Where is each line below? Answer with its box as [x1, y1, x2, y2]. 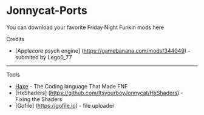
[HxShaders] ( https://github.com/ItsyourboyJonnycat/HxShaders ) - [15, 89, 183, 96]
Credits [6, 35, 25, 42]
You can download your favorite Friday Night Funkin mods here [6, 24, 165, 31]
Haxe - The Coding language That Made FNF [15, 82, 128, 90]
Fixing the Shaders [15, 95, 63, 103]
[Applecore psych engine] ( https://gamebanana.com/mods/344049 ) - [15, 47, 191, 54]
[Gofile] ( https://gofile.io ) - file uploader [15, 102, 115, 109]
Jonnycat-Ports [6, 4, 87, 18]
